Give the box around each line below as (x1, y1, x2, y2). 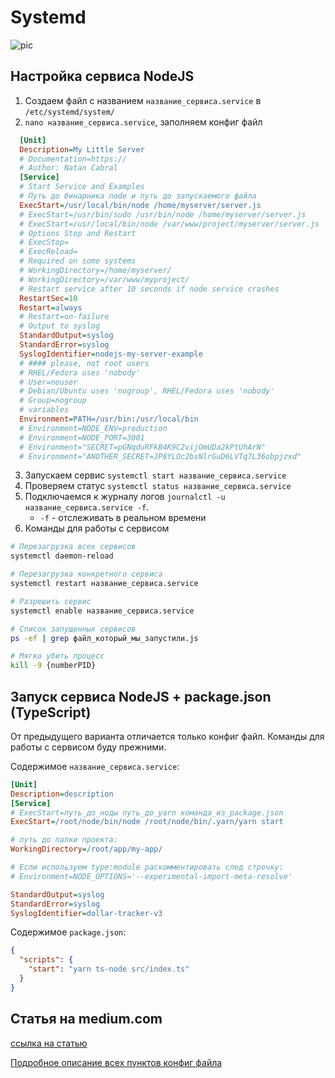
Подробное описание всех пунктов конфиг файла (10, 1056, 223, 1068)
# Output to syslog (19, 321, 101, 331)
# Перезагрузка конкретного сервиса (10, 569, 163, 580)
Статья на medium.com (10, 1011, 163, 1028)
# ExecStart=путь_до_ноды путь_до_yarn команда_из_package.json (10, 807, 284, 818)
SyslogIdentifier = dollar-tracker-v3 (10, 908, 163, 918)
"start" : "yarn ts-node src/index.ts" (28, 964, 190, 975)
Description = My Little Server (19, 144, 145, 155)
